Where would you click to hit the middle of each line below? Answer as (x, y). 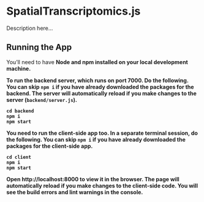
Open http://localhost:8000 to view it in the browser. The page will (93, 179)
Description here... (30, 28)
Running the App (39, 47)
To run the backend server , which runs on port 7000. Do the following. (97, 80)
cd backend (20, 111)
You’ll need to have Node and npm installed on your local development (97, 62)
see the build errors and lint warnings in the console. (75, 192)
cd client (19, 157)
